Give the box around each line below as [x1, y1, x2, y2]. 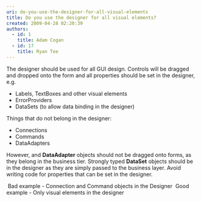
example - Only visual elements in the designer [6, 189, 124, 196]
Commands [15, 133, 44, 140]
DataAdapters [15, 139, 51, 147]
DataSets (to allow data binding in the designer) [15, 103, 135, 110]
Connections [15, 126, 48, 134]
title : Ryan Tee [17, 49, 59, 55]
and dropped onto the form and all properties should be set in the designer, [6, 71, 196, 79]
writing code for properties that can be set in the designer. [6, 170, 153, 178]
